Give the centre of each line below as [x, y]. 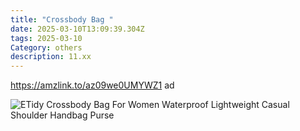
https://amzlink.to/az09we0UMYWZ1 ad [92, 85]
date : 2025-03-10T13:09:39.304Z [77, 29]
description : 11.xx [51, 57]
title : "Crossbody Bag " [62, 19]
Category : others [46, 47]
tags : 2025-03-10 [46, 38]
